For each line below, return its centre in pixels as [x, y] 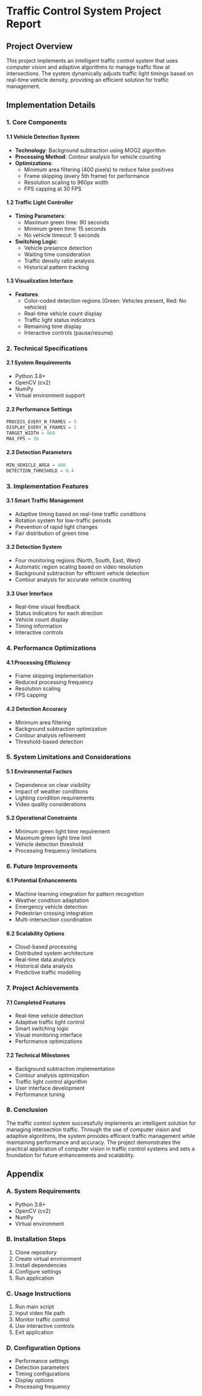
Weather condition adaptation [52, 900]
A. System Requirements [43, 1191]
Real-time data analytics [45, 959]
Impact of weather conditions [52, 791]
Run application [34, 1278]
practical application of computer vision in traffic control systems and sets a [100, 1148]
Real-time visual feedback [47, 607]
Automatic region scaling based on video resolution [79, 567]
